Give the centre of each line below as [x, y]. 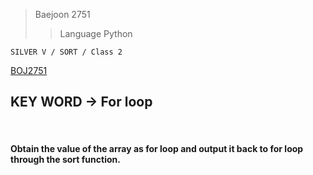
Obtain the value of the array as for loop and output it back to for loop [157, 149]
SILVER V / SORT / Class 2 [66, 52]
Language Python [96, 33]
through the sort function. [65, 160]
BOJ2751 [29, 70]
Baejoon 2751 [62, 14]
